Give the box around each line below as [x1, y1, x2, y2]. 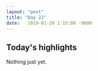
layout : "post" [6, 8, 44, 15]
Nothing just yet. [6, 58, 47, 66]
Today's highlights [6, 42, 77, 52]
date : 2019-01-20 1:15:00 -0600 [6, 20, 93, 26]
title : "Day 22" [6, 14, 47, 20]
